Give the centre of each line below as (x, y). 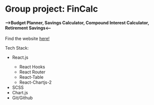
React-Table (31, 77)
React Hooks (32, 67)
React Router (32, 72)
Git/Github (22, 98)
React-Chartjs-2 (35, 82)
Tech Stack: (17, 48)
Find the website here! (27, 39)
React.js (20, 57)
